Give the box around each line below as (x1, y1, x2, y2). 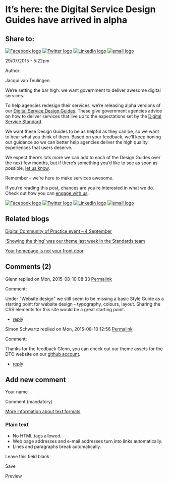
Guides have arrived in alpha (5, 14, 128, 26)
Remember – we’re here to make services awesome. (5, 175, 114, 181)
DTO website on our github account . (5, 351, 81, 357)
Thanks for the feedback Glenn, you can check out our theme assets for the (5, 346, 163, 352)
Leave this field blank (5, 453, 49, 459)
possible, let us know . (5, 165, 50, 171)
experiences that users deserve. (5, 144, 73, 151)
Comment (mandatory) (5, 399, 53, 405)
